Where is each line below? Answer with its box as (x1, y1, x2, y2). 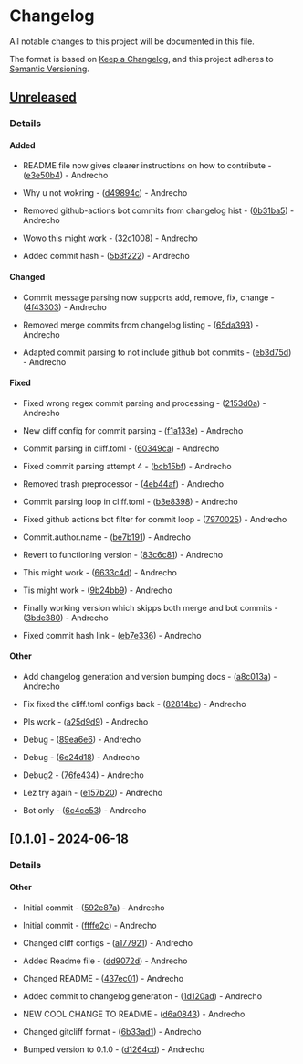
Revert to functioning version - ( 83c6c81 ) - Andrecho (22, 549, 224, 560)
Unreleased (9, 90, 78, 105)
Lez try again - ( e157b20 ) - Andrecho (22, 788, 162, 799)
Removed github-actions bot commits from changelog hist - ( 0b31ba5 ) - (22, 205, 295, 216)
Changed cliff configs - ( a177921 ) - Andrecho (22, 937, 193, 948)
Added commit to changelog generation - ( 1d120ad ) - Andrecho (22, 990, 263, 1002)
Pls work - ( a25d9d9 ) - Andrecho (22, 716, 149, 727)
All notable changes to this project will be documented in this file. (9, 36, 256, 47)
